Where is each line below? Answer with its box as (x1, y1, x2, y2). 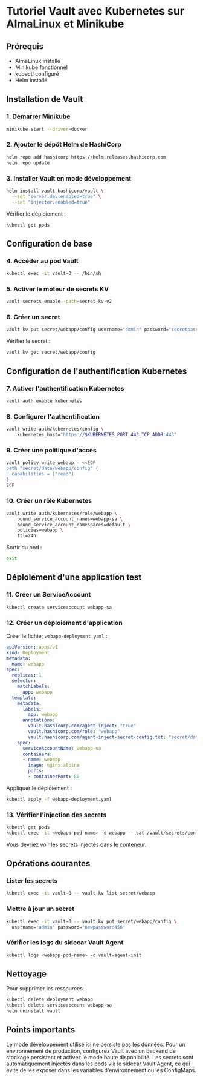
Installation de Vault (6, 94, 83, 104)
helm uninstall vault (6, 1008, 61, 1014)
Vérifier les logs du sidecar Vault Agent (6, 938, 124, 947)
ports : (28, 768, 45, 774)
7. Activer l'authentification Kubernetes (6, 384, 125, 393)
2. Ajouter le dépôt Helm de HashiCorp (6, 141, 122, 149)
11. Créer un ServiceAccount (6, 591, 91, 599)
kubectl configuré (14, 70, 59, 77)
